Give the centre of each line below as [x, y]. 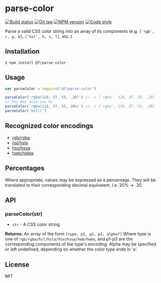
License [17, 264]
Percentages [25, 168]
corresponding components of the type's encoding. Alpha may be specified [81, 244]
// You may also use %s [29, 102]
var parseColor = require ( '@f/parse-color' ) [51, 89]
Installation [22, 52]
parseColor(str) [24, 214]
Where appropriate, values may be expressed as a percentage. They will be [80, 180]
